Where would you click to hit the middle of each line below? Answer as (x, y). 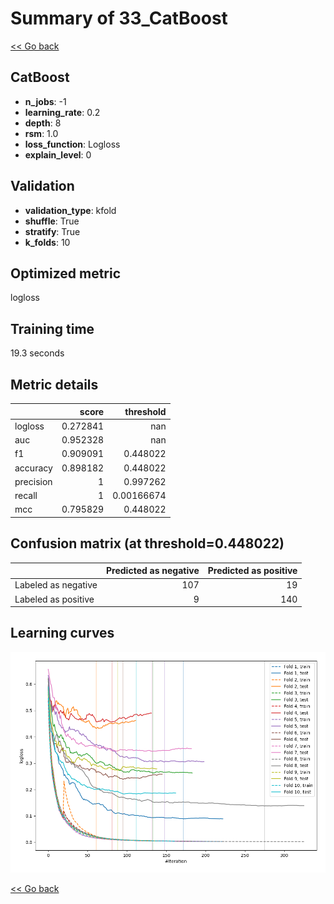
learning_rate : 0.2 (62, 112)
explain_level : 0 (58, 154)
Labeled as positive (54, 599)
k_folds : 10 (47, 242)
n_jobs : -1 (45, 101)
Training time (52, 328)
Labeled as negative (56, 585)
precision (33, 481)
